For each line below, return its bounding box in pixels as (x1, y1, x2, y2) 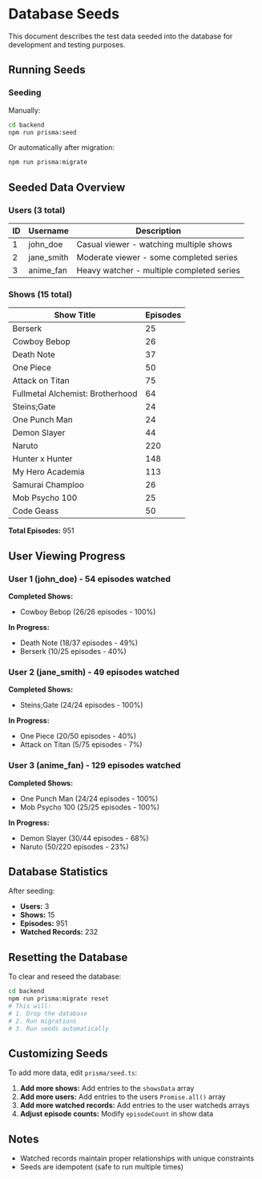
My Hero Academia (12, 466, 86, 478)
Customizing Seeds (8, 1047, 108, 1060)
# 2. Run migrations (8, 1017, 78, 1025)
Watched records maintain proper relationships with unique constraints (19, 1153, 255, 1163)
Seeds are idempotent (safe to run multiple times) (19, 1162, 184, 1172)
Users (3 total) (8, 204, 66, 216)
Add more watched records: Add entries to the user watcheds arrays (19, 1100, 250, 1110)
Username (28, 225, 70, 236)
